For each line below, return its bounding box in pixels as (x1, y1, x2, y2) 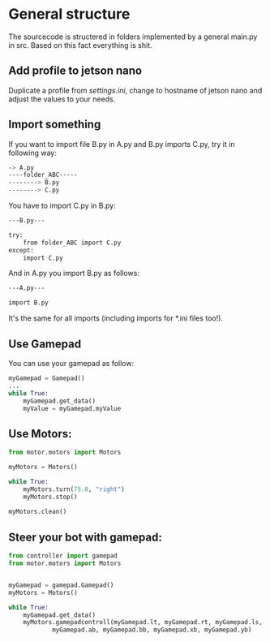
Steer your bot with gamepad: (8, 530, 162, 544)
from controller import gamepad (8, 552, 118, 560)
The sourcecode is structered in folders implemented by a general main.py (8, 32, 258, 41)
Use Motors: (8, 427, 72, 441)
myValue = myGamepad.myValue (23, 404, 122, 412)
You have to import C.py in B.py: (8, 200, 116, 211)
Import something (8, 118, 101, 131)
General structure (8, 5, 131, 24)
